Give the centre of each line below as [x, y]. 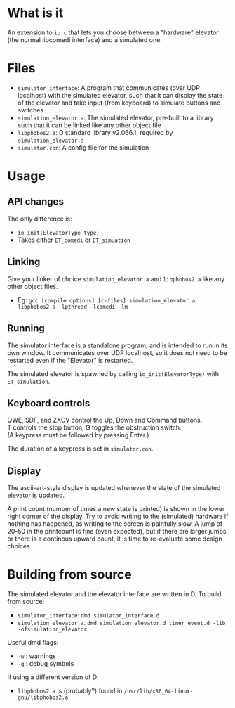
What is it [35, 13]
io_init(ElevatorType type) [58, 233]
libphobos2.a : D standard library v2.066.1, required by [95, 132]
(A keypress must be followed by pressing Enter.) [78, 435]
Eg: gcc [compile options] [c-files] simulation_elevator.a [106, 300]
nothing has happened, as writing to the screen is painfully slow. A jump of [115, 524]
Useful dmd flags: [33, 643]
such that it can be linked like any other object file [89, 125]
